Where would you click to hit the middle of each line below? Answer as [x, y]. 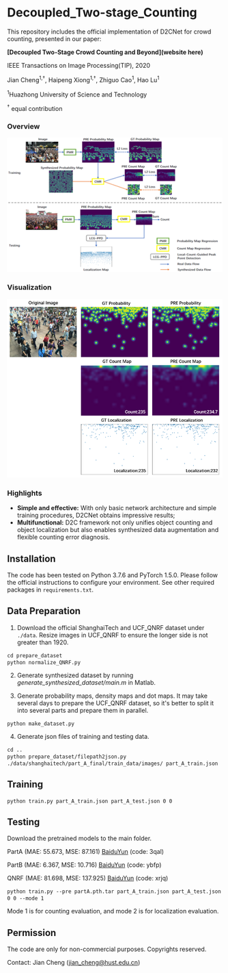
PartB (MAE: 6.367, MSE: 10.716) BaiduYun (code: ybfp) [84, 865]
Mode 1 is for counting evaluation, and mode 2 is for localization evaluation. [113, 911]
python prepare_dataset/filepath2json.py [67, 757]
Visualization [29, 288]
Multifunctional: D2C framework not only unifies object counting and [115, 522]
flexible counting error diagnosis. [63, 537]
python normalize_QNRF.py [44, 662]
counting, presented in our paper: [54, 38]
